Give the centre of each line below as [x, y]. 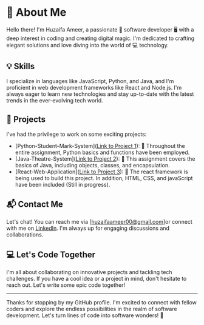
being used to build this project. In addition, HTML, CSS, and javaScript [104, 178]
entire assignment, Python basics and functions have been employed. [102, 152]
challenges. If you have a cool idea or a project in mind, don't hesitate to [97, 279]
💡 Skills [21, 66]
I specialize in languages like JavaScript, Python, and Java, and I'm [90, 81]
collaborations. [25, 235]
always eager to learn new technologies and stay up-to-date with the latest [100, 94]
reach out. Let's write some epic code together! [66, 285]
